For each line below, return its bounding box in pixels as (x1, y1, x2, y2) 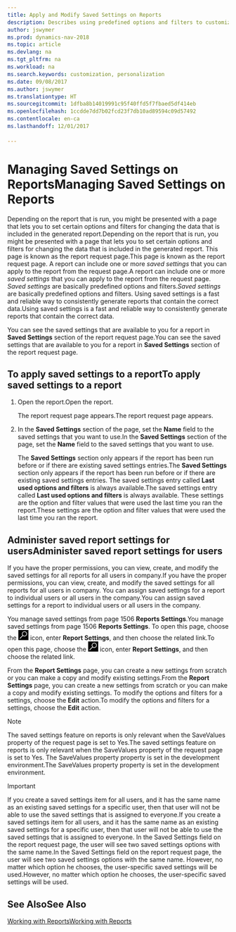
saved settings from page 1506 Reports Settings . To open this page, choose (7, 622, 229, 631)
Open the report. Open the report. (17, 398, 114, 406)
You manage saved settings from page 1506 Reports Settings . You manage (7, 615, 224, 623)
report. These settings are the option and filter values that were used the (17, 506, 226, 515)
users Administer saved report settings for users (7, 545, 223, 557)
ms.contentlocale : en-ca (7, 115, 80, 122)
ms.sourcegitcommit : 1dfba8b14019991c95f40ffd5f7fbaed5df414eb (7, 101, 197, 108)
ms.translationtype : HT (7, 93, 77, 100)
